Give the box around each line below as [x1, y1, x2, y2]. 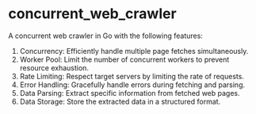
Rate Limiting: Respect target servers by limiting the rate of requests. [19, 71, 244, 81]
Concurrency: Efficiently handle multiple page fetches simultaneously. [19, 46, 249, 55]
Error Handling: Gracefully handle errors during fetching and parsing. [19, 80, 246, 89]
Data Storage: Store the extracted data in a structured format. [19, 97, 221, 106]
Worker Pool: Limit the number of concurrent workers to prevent [19, 55, 230, 64]
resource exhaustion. [19, 63, 90, 72]
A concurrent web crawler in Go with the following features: [8, 31, 204, 40]
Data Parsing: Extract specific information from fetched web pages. [19, 88, 240, 97]
